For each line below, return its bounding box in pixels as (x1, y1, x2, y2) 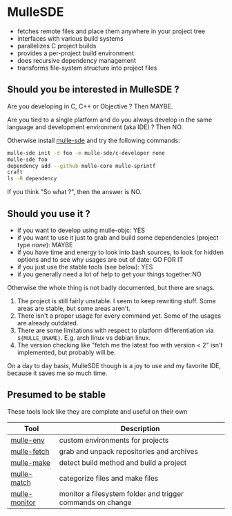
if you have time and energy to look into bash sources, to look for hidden (17, 248, 224, 256)
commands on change (59, 497, 132, 507)
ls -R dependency (7, 175, 57, 182)
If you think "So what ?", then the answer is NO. (7, 188, 142, 196)
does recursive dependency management (17, 56, 137, 64)
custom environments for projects (59, 435, 169, 445)
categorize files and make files (59, 473, 159, 483)
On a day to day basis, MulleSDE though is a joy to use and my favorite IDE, (7, 361, 222, 370)
